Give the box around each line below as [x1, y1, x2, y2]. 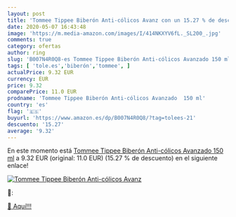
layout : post [7, 10, 46, 17]
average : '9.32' [7, 127, 55, 134]
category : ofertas [7, 43, 61, 50]
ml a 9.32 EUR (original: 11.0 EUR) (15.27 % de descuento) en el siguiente [7, 154, 218, 162]
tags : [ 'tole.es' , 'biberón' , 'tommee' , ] [7, 62, 131, 69]
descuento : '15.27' [7, 120, 65, 128]
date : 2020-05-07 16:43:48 [7, 23, 86, 30]
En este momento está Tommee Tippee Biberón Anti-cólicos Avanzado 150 [7, 146, 223, 155]
